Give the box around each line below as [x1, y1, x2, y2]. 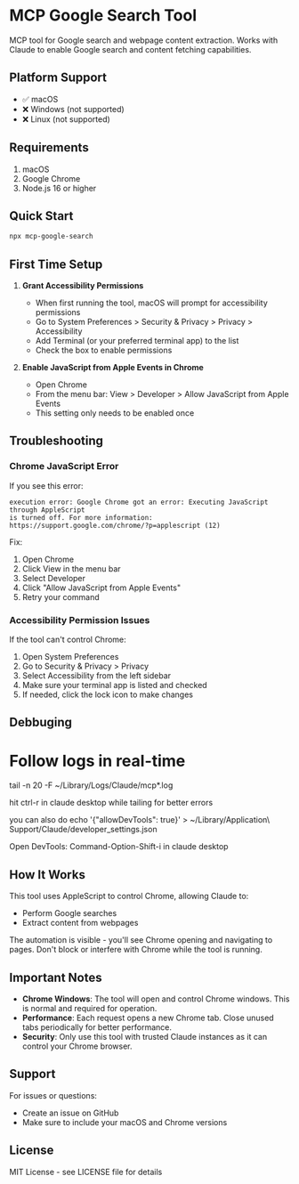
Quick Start [9, 208, 74, 223]
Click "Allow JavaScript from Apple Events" [21, 582, 181, 593]
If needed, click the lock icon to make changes [21, 689, 194, 700]
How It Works [9, 867, 86, 882]
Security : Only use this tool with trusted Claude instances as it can [21, 1032, 268, 1042]
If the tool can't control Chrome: [9, 634, 126, 645]
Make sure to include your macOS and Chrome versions [21, 1116, 228, 1127]
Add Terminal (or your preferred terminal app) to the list [35, 336, 239, 346]
